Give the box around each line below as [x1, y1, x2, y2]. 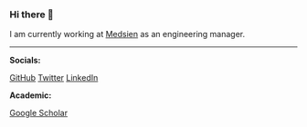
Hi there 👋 [9, 8, 55, 21]
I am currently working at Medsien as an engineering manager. [9, 29, 246, 40]
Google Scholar [9, 108, 69, 119]
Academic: [9, 90, 52, 101]
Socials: [9, 54, 41, 66]
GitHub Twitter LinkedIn [9, 73, 99, 83]
